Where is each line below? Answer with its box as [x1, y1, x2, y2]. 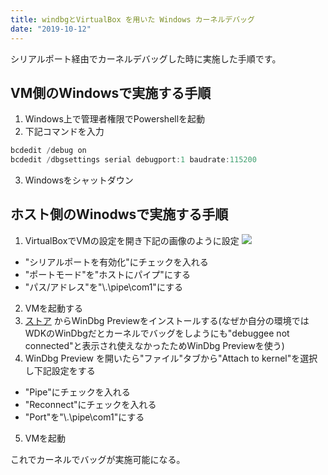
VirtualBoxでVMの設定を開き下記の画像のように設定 [24, 234, 240, 246]
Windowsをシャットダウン [24, 174, 134, 186]
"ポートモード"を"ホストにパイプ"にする [24, 268, 192, 280]
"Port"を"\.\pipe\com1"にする [24, 411, 145, 423]
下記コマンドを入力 [24, 126, 105, 138]
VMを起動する [24, 302, 84, 314]
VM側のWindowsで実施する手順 [10, 84, 212, 101]
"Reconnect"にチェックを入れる [24, 398, 157, 410]
